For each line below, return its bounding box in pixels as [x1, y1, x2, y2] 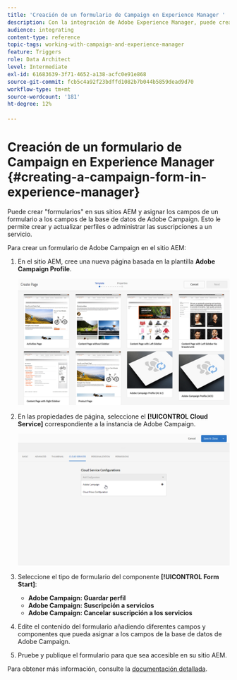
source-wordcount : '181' [7, 93, 80, 100]
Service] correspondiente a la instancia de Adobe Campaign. [17, 419, 196, 428]
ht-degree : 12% [7, 101, 52, 108]
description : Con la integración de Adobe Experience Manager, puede [7, 18, 217, 26]
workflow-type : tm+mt [7, 85, 71, 93]
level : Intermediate [7, 63, 68, 70]
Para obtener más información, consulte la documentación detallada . [7, 664, 208, 673]
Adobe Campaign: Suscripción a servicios [28, 601, 154, 610]
